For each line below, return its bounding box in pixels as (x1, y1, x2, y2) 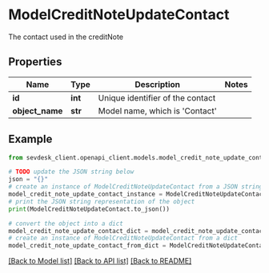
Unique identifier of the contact (98, 92, 216, 103)
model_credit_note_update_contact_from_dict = (8, 242, 167, 250)
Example (8, 133, 53, 146)
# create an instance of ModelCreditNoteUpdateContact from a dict (8, 234, 239, 243)
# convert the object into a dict (8, 220, 124, 227)
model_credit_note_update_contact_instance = (8, 190, 163, 199)
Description (134, 78, 181, 89)
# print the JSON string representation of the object (8, 197, 195, 205)
